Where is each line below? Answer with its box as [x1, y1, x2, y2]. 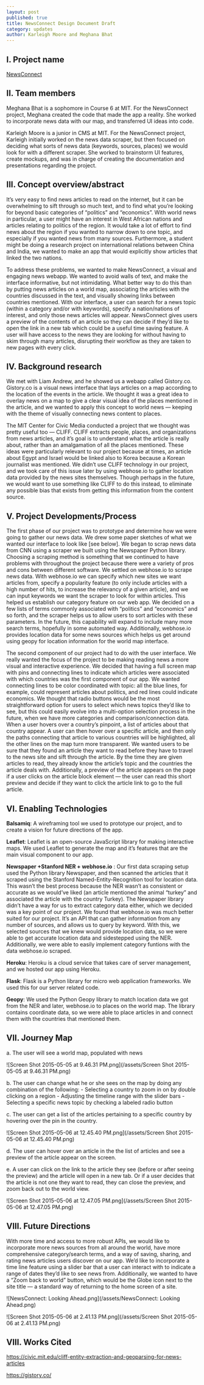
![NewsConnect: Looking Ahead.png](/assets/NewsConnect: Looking [6, 1295, 180, 1302]
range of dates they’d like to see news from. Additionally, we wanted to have [6, 1270, 198, 1277]
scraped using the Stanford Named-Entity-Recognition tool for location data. [6, 876, 198, 883]
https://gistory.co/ [6, 1372, 52, 1379]
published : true [6, 15, 47, 21]
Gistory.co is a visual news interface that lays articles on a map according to [6, 384, 198, 392]
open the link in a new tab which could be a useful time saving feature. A [6, 324, 189, 332]
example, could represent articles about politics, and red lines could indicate [6, 689, 198, 696]
